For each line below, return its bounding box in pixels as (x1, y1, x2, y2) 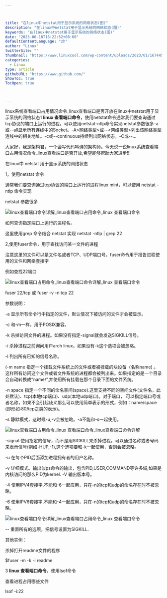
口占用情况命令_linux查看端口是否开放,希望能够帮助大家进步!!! (5, 150, 131, 156)
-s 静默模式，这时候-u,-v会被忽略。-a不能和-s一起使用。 (5, 416, 121, 422)
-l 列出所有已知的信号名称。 (5, 353, 62, 359)
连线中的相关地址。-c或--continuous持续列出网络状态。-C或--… (5, 133, 137, 139)
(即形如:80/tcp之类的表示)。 (5, 406, 63, 412)
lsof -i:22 (5, 589, 24, 594)
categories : (5, 57, 30, 62)
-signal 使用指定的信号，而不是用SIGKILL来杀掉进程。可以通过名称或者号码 (5, 438, 159, 443)
